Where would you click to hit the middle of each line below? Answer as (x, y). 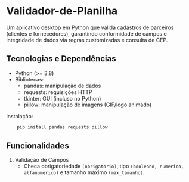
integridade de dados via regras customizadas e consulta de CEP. (87, 40)
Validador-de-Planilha (62, 11)
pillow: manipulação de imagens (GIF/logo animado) (88, 105)
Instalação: (20, 116)
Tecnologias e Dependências (61, 59)
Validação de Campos (42, 160)
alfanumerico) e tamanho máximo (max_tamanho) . (84, 172)
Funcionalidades (38, 146)
